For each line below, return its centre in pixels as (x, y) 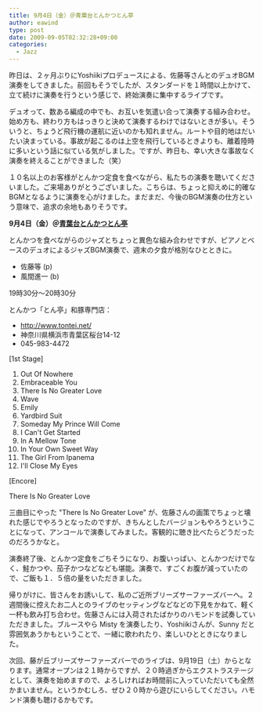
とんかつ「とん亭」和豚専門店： (60, 310)
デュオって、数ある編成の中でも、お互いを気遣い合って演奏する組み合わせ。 (132, 111)
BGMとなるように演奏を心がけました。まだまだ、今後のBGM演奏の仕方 (124, 197)
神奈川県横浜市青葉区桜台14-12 (70, 335)
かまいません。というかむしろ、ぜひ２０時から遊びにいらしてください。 (125, 690)
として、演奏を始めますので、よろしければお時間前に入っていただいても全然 (131, 680)
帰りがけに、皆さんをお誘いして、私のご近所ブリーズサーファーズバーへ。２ (131, 595)
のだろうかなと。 (36, 542)
